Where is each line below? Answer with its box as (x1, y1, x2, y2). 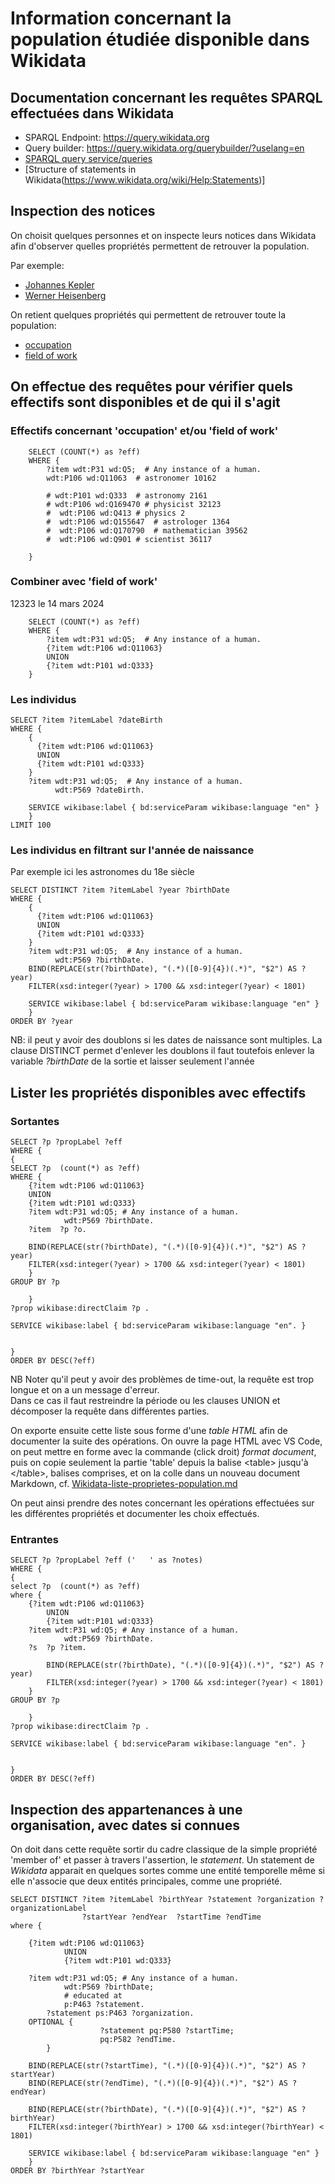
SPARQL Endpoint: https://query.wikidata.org (24, 132, 210, 143)
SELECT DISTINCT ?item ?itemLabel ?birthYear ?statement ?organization (10, 1895, 315, 1905)
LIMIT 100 (10, 820, 52, 831)
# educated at (63, 1991, 123, 2001)
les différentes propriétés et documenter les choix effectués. (10, 1508, 260, 1520)
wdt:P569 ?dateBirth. (54, 785, 145, 796)
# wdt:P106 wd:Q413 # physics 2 (46, 508, 186, 518)
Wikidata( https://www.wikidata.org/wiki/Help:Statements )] (24, 174, 266, 186)
